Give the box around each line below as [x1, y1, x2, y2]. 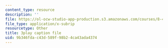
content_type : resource [5, 7, 55, 12]
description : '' [5, 12, 39, 17]
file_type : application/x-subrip [5, 21, 75, 26]
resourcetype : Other [5, 26, 48, 31]
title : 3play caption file [5, 30, 61, 35]
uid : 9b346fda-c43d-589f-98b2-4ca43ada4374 [5, 35, 97, 40]
